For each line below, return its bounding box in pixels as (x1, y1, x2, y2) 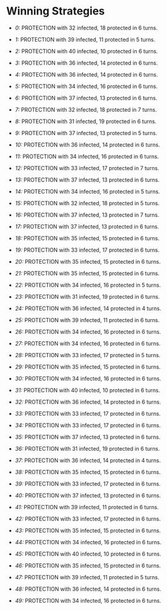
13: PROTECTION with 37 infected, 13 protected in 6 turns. (14, 176, 160, 183)
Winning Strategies (6, 4, 106, 18)
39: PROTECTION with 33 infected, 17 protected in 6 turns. (14, 480, 161, 487)
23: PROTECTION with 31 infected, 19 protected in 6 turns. (14, 293, 160, 300)
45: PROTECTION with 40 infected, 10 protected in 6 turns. (14, 550, 162, 558)
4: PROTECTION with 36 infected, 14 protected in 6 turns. (14, 71, 159, 78)
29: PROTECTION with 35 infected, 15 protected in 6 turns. (14, 363, 161, 370)
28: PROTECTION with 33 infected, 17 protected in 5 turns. (14, 351, 161, 358)
